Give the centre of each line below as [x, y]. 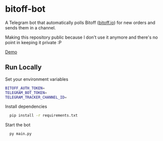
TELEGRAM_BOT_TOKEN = [26, 93]
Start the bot [18, 125]
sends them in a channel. [30, 27]
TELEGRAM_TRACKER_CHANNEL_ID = [36, 97]
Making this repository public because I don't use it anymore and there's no [81, 37]
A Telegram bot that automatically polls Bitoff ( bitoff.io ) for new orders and [80, 23]
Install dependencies [26, 107]
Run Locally [23, 67]
